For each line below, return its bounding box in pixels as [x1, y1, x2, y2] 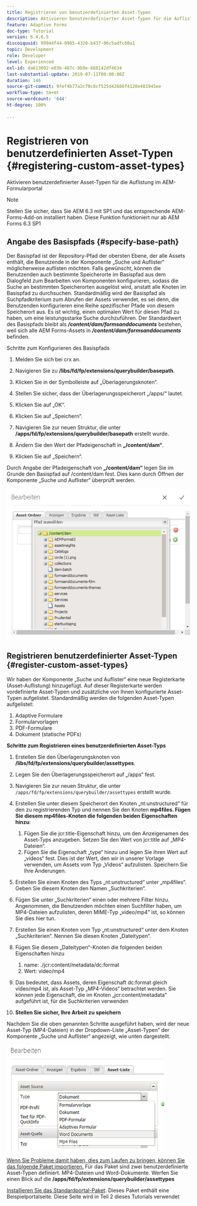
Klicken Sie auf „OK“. [15, 401, 65, 408]
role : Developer [6, 53, 46, 59]
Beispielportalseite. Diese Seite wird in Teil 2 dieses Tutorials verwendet [6, 1193, 180, 1200]
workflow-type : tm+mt [6, 90, 60, 96]
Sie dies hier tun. [15, 914, 56, 922]
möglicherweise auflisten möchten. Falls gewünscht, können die [6, 265, 161, 272]
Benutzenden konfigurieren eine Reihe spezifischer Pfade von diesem [6, 302, 175, 309]
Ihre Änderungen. [23, 867, 67, 874]
